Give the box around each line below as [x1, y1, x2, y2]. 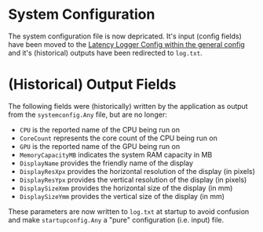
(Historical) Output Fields [8, 76, 177, 93]
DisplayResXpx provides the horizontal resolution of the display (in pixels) [19, 166, 255, 176]
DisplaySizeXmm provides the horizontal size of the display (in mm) [19, 183, 233, 193]
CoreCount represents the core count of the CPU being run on [19, 133, 218, 143]
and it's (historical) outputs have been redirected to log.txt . [8, 48, 203, 57]
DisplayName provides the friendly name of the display [19, 158, 194, 168]
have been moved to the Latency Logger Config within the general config [8, 39, 245, 49]
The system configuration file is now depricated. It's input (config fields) [8, 31, 242, 41]
